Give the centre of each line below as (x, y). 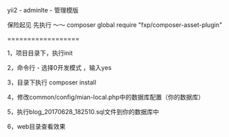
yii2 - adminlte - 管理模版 (43, 10)
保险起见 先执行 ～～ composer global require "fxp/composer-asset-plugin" (115, 25)
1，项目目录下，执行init (40, 53)
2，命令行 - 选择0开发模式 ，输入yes (59, 67)
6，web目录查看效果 (36, 126)
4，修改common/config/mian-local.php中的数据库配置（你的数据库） (106, 97)
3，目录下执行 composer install (52, 82)
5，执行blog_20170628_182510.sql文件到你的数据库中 (83, 112)
